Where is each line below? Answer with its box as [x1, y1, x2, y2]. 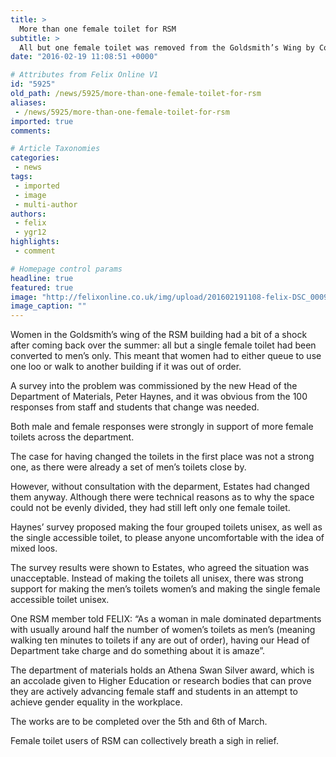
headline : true [10, 273, 74, 283]
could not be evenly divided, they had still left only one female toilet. [10, 502, 291, 514]
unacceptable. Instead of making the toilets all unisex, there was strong [10, 572, 304, 585]
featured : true [10, 282, 74, 293]
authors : [10, 209, 47, 219]
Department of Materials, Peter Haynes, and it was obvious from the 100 [10, 391, 308, 403]
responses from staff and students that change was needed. [10, 401, 260, 413]
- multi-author [14, 199, 78, 210]
